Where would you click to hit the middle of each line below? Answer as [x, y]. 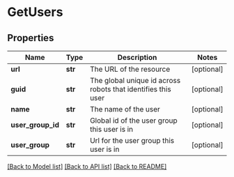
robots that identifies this [131, 89]
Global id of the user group [133, 121]
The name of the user [125, 109]
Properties [31, 38]
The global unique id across [135, 80]
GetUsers [35, 12]
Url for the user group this [132, 140]
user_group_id [35, 125]
